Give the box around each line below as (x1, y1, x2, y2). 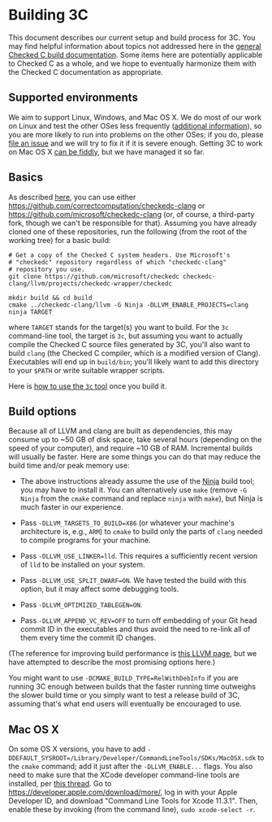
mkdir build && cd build (8, 294, 93, 302)
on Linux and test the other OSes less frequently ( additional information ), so (8, 120, 262, 131)
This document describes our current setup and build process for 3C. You (8, 33, 256, 42)
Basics (8, 171, 43, 185)
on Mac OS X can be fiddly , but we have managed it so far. (8, 146, 205, 156)
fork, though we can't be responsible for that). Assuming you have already (8, 218, 257, 228)
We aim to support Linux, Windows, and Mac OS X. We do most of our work (8, 112, 262, 122)
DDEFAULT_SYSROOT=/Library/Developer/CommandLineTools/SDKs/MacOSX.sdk (8, 755, 256, 763)
